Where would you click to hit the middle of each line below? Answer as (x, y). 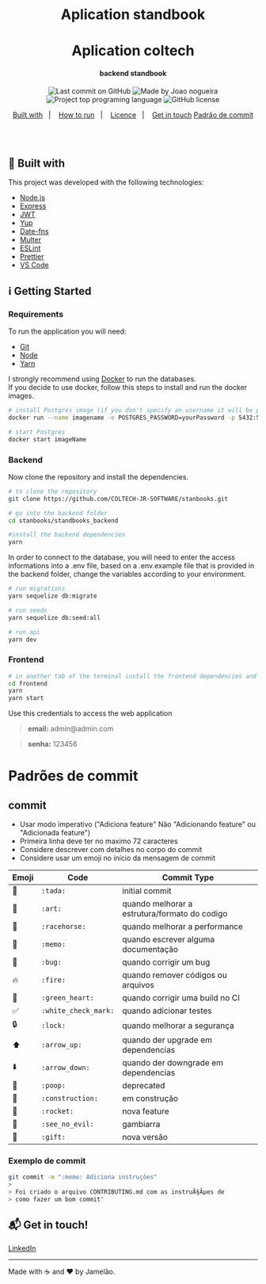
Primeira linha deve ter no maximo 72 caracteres (99, 841)
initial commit (147, 891)
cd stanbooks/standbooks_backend (63, 521)
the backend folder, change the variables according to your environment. (127, 574)
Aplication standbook (133, 15)
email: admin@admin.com (70, 729)
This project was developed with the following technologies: (106, 182)
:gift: (53, 1137)
